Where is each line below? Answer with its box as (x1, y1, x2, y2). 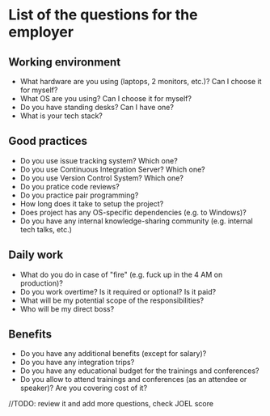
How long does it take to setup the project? (19, 198, 164, 208)
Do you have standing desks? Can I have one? (19, 103, 174, 112)
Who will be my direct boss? (19, 304, 115, 313)
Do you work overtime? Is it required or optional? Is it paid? (19, 287, 217, 296)
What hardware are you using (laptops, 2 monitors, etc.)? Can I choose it (19, 77, 262, 86)
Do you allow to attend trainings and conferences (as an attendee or (19, 375, 247, 384)
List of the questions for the (8, 6, 198, 24)
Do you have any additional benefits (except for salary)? (19, 349, 207, 359)
